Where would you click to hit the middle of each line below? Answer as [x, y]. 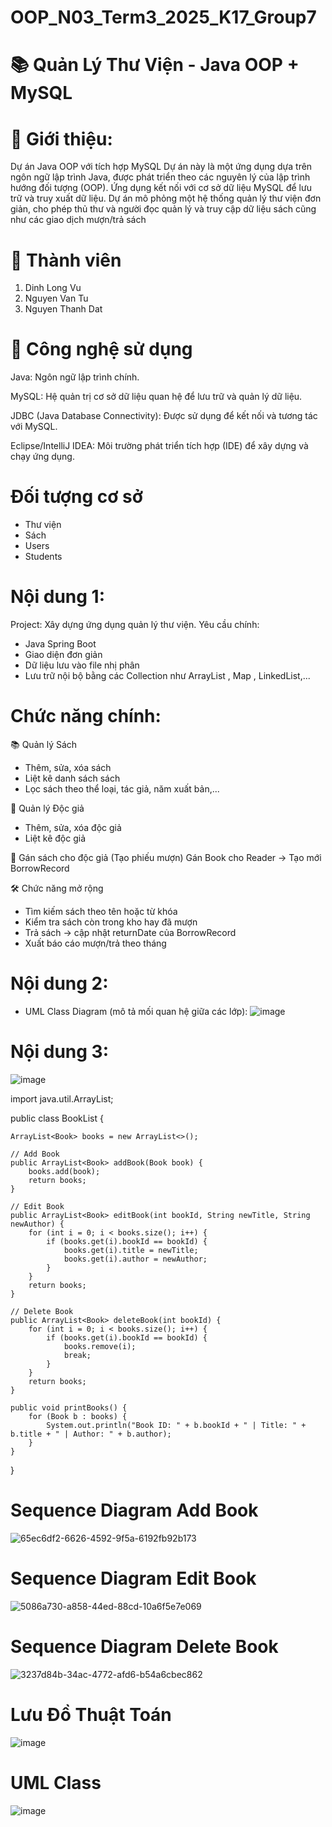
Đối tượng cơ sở [76, 497]
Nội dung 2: [59, 983]
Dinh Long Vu [53, 288]
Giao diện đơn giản [63, 655]
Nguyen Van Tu [56, 298]
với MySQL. [34, 427]
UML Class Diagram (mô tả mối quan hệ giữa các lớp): [136, 1011]
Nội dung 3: [59, 1052]
